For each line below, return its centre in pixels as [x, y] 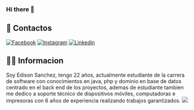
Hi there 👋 [21, 9]
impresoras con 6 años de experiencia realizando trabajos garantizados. [93, 100]
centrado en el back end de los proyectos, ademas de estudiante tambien [95, 87]
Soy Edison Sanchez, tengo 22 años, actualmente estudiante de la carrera [95, 75]
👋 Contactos [29, 28]
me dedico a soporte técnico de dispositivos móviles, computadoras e [91, 94]
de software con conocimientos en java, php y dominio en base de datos [94, 81]
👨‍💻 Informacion [35, 61]
